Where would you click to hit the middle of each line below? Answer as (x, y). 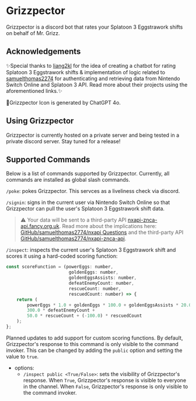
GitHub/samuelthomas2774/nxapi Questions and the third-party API (102, 233)
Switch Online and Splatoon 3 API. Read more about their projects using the (97, 84)
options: (24, 368)
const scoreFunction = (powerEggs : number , (60, 267)
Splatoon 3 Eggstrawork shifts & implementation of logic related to (85, 72)
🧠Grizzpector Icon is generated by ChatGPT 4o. (64, 102)
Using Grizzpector (40, 121)
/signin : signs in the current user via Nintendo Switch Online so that (88, 202)
